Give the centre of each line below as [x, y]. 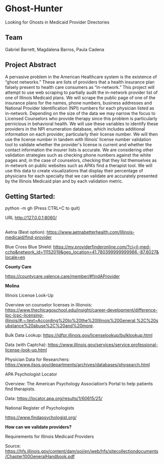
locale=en [15, 257]
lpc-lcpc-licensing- [24, 315]
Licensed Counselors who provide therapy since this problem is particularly [81, 118]
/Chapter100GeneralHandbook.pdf [40, 456]
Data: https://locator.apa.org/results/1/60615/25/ [54, 398]
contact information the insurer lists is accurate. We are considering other [79, 150]
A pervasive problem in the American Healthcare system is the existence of [81, 77]
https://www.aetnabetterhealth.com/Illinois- [90, 232]
